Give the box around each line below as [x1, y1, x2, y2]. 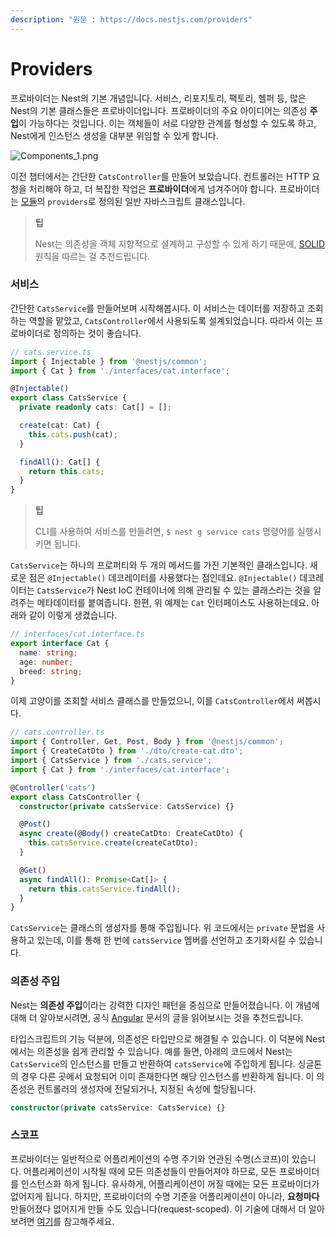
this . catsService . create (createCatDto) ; [28, 838, 199, 848]
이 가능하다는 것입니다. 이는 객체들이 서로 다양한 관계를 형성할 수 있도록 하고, [18, 117, 317, 129]
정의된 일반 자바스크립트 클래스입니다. [98, 195, 246, 207]
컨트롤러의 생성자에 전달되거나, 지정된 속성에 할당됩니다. [36, 1082, 257, 1095]
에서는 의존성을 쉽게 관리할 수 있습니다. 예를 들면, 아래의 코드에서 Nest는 [10, 1045, 293, 1057]
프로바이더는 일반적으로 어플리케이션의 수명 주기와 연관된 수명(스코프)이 [10, 1152, 290, 1165]
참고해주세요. [63, 1215, 115, 1227]
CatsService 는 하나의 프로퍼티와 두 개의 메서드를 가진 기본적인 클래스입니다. [10, 559, 308, 571]
